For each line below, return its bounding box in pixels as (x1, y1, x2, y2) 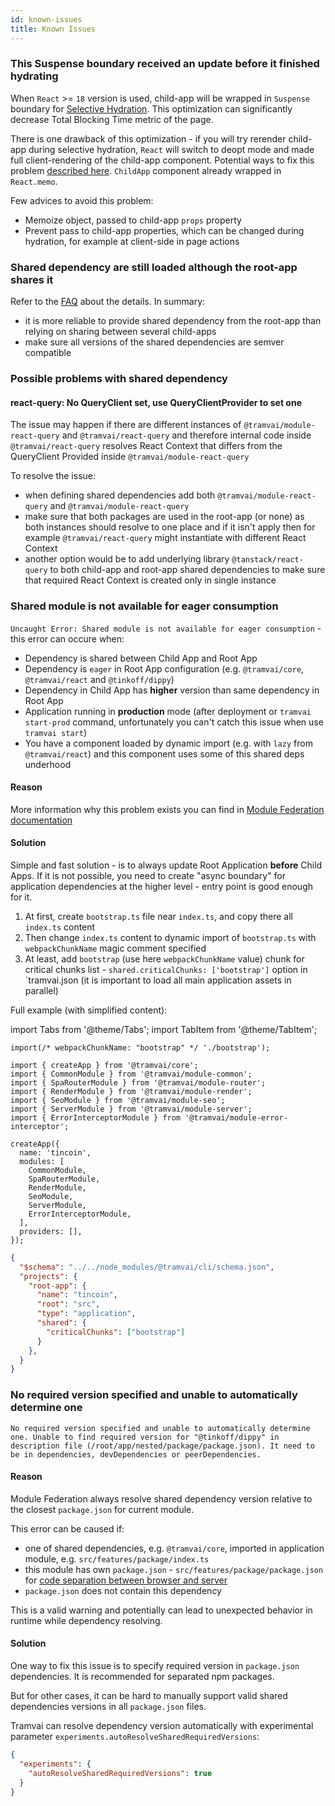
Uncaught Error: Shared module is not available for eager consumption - (10, 622, 322, 634)
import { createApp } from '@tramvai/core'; (10, 1060, 199, 1070)
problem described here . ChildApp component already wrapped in (10, 164, 282, 176)
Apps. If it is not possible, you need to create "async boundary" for (10, 869, 286, 881)
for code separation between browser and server (24, 1574, 228, 1586)
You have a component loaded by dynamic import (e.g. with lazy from (24, 737, 313, 749)
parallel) (24, 984, 59, 996)
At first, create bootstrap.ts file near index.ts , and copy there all (24, 910, 293, 922)
